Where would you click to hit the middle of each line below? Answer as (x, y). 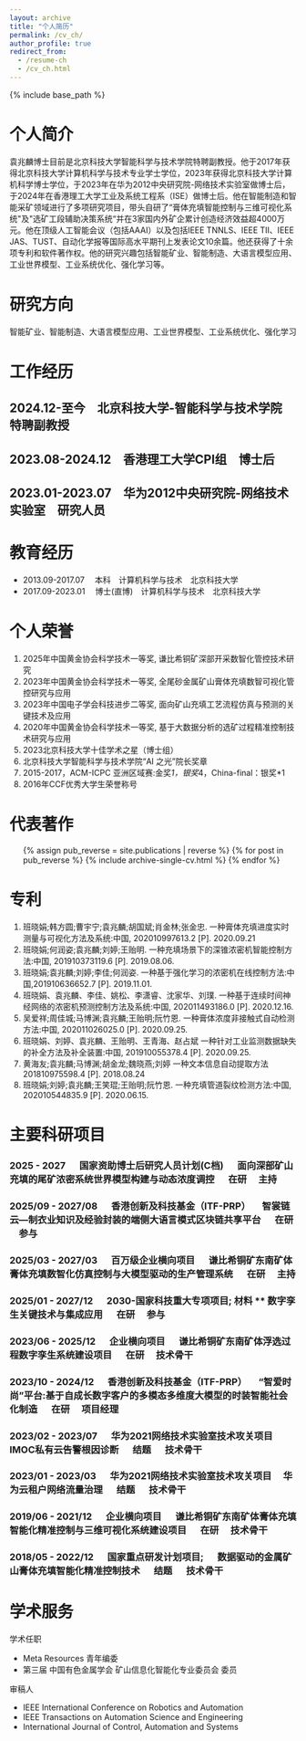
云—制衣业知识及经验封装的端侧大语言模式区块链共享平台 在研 (152, 1220)
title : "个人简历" (42, 26)
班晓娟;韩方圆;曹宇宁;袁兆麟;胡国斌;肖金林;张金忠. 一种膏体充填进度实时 (156, 927)
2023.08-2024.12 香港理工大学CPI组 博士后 (142, 459)
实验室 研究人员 (57, 511)
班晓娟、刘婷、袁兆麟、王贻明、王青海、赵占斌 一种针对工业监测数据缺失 (159, 1041)
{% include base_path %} (57, 94)
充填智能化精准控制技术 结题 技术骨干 (131, 1571)
